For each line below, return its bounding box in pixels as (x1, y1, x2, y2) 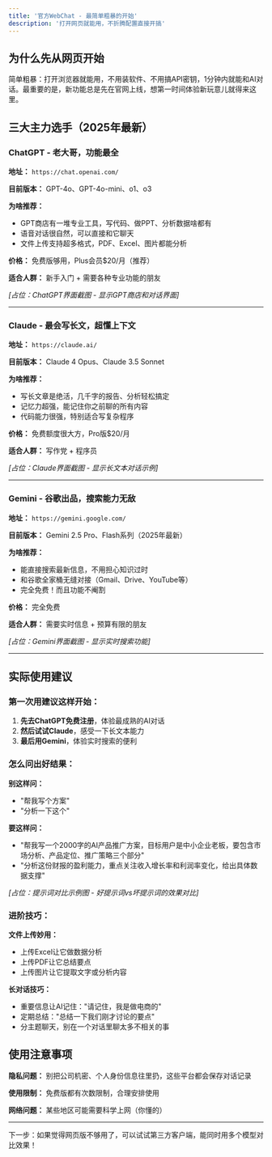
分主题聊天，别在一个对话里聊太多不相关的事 (19, 1021, 170, 1032)
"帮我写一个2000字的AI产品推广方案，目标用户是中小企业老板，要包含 (19, 840, 254, 850)
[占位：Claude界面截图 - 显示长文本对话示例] (8, 463, 159, 473)
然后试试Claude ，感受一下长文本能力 (19, 726, 144, 736)
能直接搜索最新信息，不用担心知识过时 (19, 564, 148, 574)
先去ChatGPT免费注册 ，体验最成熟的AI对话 (19, 716, 165, 726)
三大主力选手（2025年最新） (8, 121, 153, 134)
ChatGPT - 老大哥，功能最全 (8, 146, 119, 158)
